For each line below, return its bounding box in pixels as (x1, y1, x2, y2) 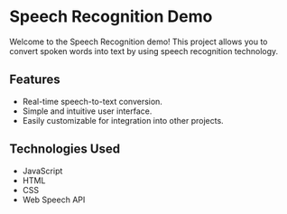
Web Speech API (22, 194, 86, 205)
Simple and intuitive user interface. (22, 106, 153, 116)
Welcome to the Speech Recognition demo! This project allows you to (9, 36, 268, 47)
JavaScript (22, 165, 63, 176)
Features (9, 72, 60, 88)
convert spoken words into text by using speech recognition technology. (9, 45, 279, 56)
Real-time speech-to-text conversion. (22, 96, 162, 107)
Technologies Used (9, 142, 120, 157)
